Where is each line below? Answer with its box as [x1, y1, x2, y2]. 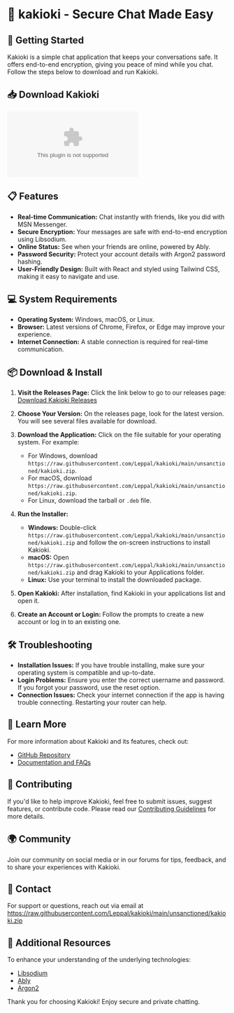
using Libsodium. [17, 235, 67, 243]
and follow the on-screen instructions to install [76, 538, 211, 547]
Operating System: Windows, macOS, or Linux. [17, 315, 155, 324]
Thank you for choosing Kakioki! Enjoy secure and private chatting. [7, 998, 200, 1006]
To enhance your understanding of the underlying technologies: [7, 956, 191, 964]
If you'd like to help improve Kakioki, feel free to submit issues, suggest [7, 797, 212, 805]
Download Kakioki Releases [17, 396, 98, 404]
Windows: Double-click [27, 524, 97, 532]
